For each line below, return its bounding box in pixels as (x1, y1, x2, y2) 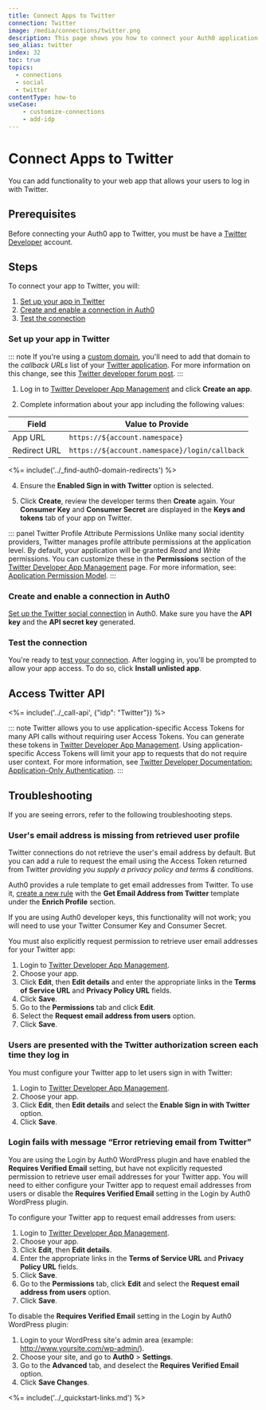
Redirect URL (12, 445, 62, 456)
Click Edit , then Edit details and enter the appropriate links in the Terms (19, 977, 256, 987)
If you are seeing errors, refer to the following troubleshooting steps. (8, 809, 233, 819)
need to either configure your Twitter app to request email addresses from (8, 1180, 252, 1189)
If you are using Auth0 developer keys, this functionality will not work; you (8, 913, 252, 922)
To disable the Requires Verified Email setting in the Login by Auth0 (8, 1311, 233, 1321)
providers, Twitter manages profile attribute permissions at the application (8, 537, 252, 546)
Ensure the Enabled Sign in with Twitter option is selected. (19, 480, 213, 490)
